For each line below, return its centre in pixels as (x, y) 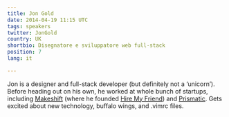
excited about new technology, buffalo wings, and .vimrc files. (95, 106)
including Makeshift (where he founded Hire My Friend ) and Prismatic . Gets (115, 98)
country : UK (24, 39)
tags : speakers (29, 26)
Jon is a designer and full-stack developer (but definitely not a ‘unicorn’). (111, 84)
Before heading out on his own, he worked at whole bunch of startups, (108, 91)
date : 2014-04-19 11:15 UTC (48, 20)
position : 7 (24, 52)
